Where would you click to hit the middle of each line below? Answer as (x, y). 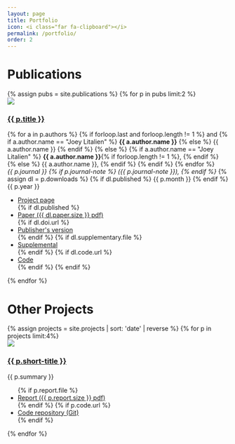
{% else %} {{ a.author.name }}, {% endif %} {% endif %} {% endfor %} (111, 164)
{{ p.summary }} (31, 377)
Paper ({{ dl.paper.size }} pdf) (60, 215)
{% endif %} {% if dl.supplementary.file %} (80, 237)
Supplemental (38, 245)
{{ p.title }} (26, 119)
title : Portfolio (33, 20)
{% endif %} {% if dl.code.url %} (65, 253)
